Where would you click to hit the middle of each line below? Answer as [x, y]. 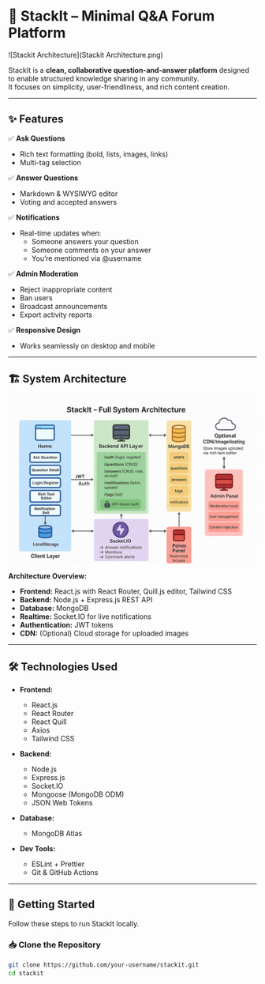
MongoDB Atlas [57, 834]
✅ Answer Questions [43, 178]
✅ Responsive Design [45, 330]
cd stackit [26, 974]
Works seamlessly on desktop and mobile [87, 345]
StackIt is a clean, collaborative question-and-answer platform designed [129, 70]
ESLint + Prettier [58, 864]
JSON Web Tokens [62, 803]
